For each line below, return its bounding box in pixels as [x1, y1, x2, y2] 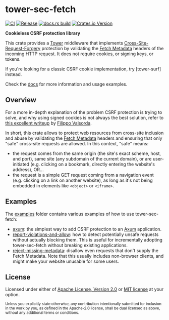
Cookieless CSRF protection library [5, 30, 81, 36]
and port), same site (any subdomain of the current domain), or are [12, 155, 152, 162]
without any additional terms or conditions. [5, 310, 79, 315]
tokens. [5, 56, 21, 62]
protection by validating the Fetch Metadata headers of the [41, 45, 164, 51]
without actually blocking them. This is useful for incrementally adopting [12, 236, 163, 243]
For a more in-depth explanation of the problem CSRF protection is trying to [5, 109, 162, 115]
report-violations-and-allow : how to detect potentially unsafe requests [12, 231, 159, 237]
